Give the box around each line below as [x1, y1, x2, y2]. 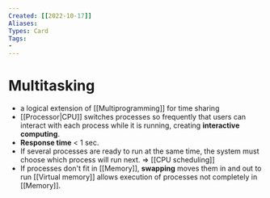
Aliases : [8, 19, 38, 27]
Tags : [8, 34, 27, 43]
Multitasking [8, 77, 95, 95]
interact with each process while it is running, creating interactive [19, 120, 240, 130]
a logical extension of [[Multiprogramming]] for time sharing [19, 103, 220, 113]
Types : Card [8, 27, 49, 35]
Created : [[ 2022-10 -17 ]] [8, 11, 92, 20]
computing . [19, 129, 61, 139]
